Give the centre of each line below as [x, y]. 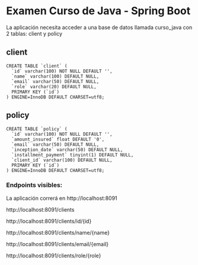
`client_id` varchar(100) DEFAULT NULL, [62, 160]
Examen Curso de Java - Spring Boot [98, 11]
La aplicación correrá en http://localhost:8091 [62, 198]
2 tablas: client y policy [34, 33]
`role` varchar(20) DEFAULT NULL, [54, 87]
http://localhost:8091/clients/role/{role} [54, 256]
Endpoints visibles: [34, 185]
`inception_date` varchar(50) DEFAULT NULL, [67, 149]
